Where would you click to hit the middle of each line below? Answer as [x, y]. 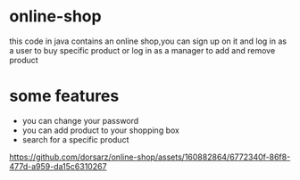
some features [64, 96]
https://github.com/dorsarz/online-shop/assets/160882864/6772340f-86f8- [150, 157]
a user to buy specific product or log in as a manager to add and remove [142, 50]
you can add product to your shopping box [101, 130]
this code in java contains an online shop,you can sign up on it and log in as [148, 41]
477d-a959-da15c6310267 [58, 166]
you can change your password [80, 120]
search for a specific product [75, 139]
